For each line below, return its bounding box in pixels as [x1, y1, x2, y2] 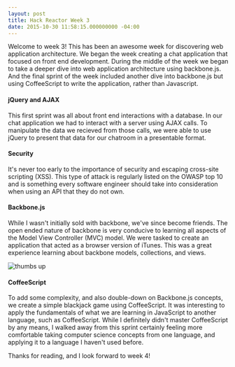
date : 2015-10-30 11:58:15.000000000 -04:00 [8, 23, 140, 30]
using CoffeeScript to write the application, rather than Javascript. [8, 80, 199, 88]
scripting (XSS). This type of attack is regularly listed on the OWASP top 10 [8, 172, 223, 180]
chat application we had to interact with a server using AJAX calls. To [8, 118, 208, 127]
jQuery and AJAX [8, 95, 60, 103]
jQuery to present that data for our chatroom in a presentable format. [8, 134, 206, 142]
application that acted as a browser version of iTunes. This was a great [8, 240, 212, 249]
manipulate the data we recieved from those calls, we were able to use [8, 126, 212, 134]
